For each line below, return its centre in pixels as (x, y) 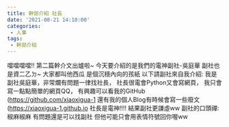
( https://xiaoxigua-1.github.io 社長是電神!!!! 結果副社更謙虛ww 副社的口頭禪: (113, 108)
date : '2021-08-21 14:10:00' (49, 20)
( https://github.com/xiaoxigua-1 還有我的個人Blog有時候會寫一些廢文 (104, 99)
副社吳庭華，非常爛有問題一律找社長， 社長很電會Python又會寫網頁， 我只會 (114, 82)
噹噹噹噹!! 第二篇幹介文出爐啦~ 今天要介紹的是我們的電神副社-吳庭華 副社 (110, 65)
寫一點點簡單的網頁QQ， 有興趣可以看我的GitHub (76, 91)
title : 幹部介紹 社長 (35, 13)
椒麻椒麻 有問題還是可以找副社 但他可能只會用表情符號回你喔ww (97, 116)
